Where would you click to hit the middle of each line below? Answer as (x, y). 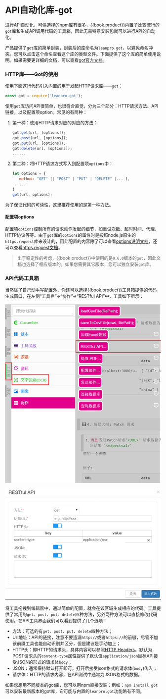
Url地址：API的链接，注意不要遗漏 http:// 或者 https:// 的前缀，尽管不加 (85, 638)
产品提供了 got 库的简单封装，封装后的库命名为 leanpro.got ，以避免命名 (77, 48)
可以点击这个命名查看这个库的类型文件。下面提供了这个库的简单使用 (87, 54)
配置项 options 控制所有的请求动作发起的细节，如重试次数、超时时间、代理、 (82, 229)
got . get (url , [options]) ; (39, 133)
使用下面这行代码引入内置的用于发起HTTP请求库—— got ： (64, 86)
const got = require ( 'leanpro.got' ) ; (44, 96)
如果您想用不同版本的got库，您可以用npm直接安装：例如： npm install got (82, 685)
